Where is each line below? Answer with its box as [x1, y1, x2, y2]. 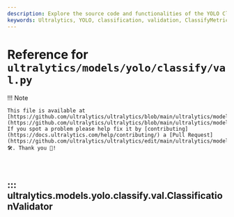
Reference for [7, 47, 88, 63]
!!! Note [7, 94, 29, 102]
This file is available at [7, 107, 86, 115]
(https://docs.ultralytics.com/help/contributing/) [7, 131, 160, 139]
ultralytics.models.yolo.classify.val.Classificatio [7, 189, 223, 202]
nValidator [7, 200, 54, 212]
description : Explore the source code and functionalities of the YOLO [7, 10, 219, 17]
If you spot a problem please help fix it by [7, 126, 141, 133]
